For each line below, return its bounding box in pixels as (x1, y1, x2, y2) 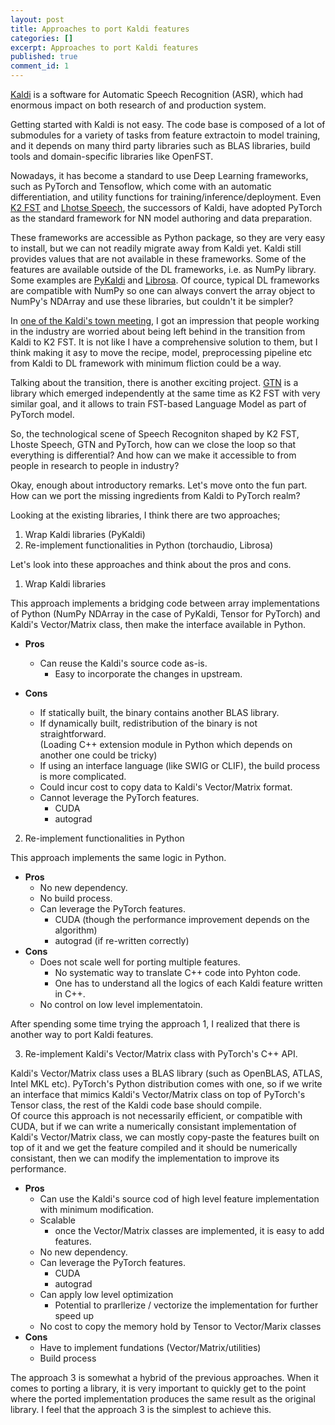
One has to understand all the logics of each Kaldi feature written (54, 977, 323, 989)
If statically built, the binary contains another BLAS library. (39, 707, 280, 718)
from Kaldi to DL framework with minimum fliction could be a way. (10, 357, 282, 369)
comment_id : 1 (10, 61, 70, 71)
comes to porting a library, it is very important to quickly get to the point (10, 1382, 307, 1394)
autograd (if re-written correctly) (54, 935, 190, 946)
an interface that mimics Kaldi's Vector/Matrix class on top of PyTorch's (10, 1089, 306, 1100)
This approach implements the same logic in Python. (10, 852, 227, 863)
